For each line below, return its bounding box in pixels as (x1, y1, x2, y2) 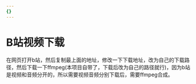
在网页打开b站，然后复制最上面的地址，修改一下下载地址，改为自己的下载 (6, 56, 185, 63)
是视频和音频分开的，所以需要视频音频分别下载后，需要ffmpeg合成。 (6, 71, 174, 78)
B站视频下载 (6, 36, 65, 49)
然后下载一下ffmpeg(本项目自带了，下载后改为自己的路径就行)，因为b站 (16, 63, 191, 70)
